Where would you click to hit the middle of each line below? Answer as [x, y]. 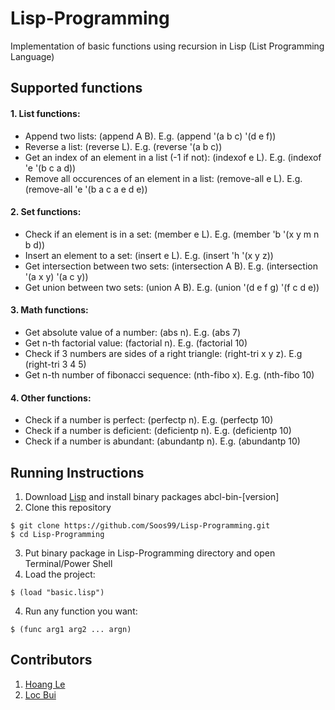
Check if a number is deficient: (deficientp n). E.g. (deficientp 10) [158, 431]
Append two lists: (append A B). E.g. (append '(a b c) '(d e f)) [150, 136]
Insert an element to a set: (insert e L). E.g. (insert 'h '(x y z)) [149, 255]
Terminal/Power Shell [68, 563]
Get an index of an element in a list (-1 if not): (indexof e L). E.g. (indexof [173, 157]
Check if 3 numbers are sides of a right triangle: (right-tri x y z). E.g [163, 353]
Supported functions [76, 88]
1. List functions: [45, 113]
